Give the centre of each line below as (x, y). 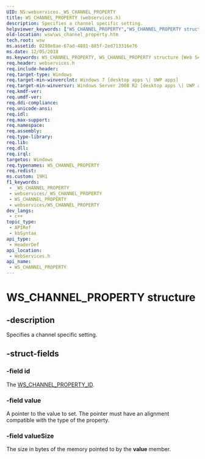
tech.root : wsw (26, 40)
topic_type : (21, 222)
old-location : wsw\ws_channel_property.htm (63, 35)
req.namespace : (26, 126)
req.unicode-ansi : (30, 108)
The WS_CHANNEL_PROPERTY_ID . (50, 385)
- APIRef (20, 228)
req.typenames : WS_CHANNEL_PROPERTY (53, 165)
